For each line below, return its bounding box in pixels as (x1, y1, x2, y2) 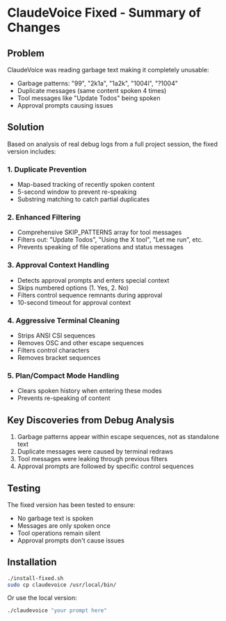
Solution (7, 122, 45, 133)
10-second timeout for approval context (17, 298, 131, 306)
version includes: (7, 147, 56, 156)
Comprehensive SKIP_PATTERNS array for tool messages (17, 228, 182, 237)
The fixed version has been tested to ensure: (7, 500, 136, 508)
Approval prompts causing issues (17, 101, 113, 109)
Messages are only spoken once (17, 521, 111, 529)
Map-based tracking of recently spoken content (17, 181, 155, 189)
